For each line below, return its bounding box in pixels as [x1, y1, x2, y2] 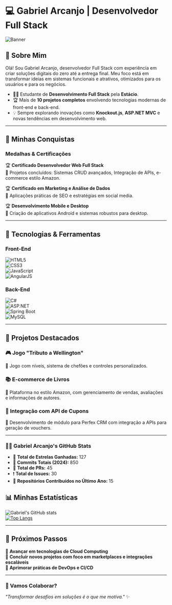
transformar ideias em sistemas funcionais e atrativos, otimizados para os [5, 76, 161, 82]
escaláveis [5, 559, 29, 565]
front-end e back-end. [12, 104, 60, 110]
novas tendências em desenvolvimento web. [12, 115, 107, 121]
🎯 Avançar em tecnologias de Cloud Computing [5, 548, 109, 554]
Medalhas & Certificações [5, 150, 71, 158]
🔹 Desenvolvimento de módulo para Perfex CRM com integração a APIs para [5, 419, 167, 425]
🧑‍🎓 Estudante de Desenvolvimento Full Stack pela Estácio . [12, 91, 139, 97]
